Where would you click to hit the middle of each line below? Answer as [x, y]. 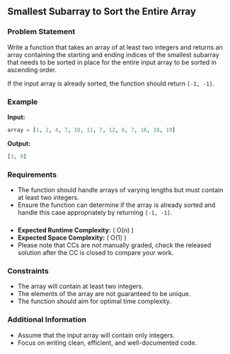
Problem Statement [41, 32]
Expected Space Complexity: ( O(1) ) [72, 237]
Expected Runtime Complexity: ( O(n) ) [76, 230]
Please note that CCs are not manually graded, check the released [114, 245]
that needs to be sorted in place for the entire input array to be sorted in [112, 62]
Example [23, 102]
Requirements [32, 175]
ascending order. [32, 69]
